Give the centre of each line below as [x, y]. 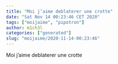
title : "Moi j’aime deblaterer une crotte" [60, 11]
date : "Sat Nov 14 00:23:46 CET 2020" [53, 17]
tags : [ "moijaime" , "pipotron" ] [45, 22]
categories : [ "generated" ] [39, 33]
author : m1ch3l [24, 28]
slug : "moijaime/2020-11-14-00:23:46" [53, 38]
